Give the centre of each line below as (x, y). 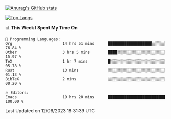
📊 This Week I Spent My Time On (41, 28)
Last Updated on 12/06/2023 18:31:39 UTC (50, 111)
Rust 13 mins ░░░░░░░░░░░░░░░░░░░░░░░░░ (86, 70)
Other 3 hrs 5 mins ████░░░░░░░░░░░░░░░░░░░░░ (86, 52)
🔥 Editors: (17, 93)
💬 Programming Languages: (33, 39)
